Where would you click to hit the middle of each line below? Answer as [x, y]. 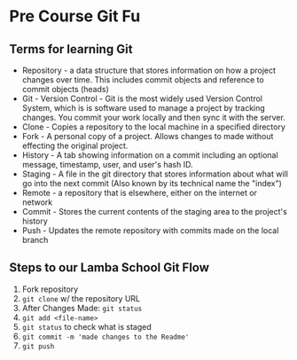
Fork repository [50, 289]
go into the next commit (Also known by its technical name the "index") [152, 183]
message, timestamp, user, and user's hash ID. [107, 164]
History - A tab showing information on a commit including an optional [150, 155]
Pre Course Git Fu [75, 16]
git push [38, 346]
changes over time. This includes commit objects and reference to [143, 80]
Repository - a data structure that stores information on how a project [149, 70]
